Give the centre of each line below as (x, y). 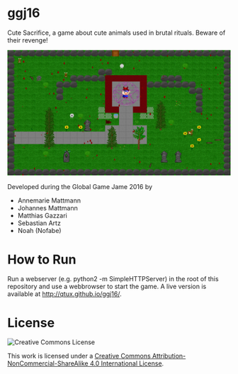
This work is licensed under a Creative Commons (79, 356)
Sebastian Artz (39, 223)
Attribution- (169, 356)
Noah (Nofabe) (39, 231)
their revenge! (28, 40)
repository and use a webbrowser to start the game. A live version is (107, 287)
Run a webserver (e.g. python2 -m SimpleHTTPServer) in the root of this (113, 279)
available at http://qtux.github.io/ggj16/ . (64, 294)
